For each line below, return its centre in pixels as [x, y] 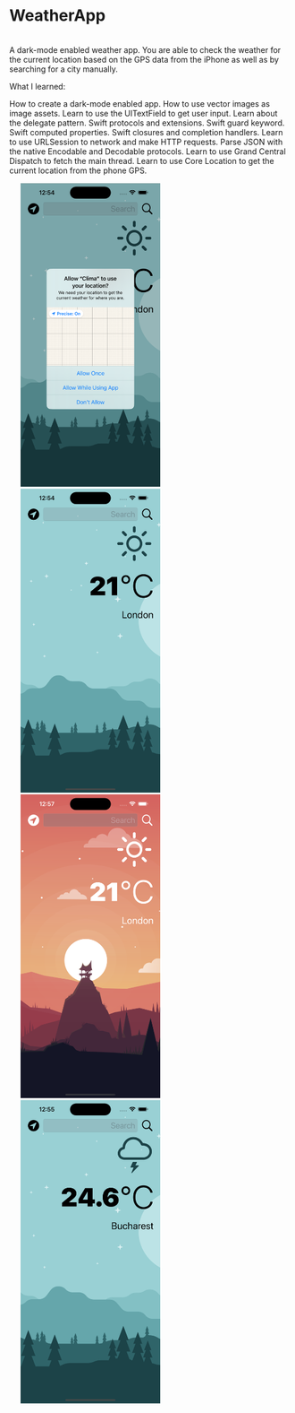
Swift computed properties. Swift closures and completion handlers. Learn [146, 132]
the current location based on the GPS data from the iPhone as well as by [144, 59]
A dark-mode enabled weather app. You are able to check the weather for [145, 49]
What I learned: [38, 86]
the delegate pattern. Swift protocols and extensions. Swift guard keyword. [147, 123]
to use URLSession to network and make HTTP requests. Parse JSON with [146, 142]
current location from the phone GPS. [78, 170]
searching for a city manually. [63, 69]
